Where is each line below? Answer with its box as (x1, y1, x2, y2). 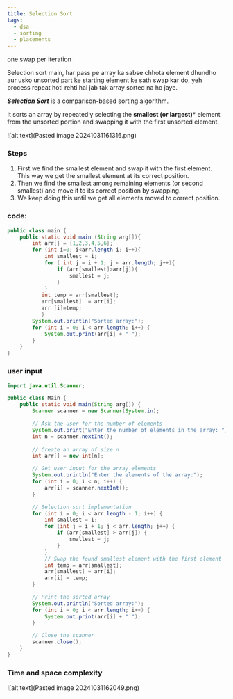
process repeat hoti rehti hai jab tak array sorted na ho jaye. (7, 83, 178, 92)
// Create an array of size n (32, 446, 119, 453)
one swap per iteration (7, 55, 71, 63)
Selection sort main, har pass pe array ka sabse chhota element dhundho (7, 69, 216, 77)
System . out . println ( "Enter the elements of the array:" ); (32, 472, 203, 479)
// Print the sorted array (32, 594, 110, 601)
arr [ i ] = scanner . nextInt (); (44, 484, 129, 491)
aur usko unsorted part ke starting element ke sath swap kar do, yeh (7, 76, 202, 84)
